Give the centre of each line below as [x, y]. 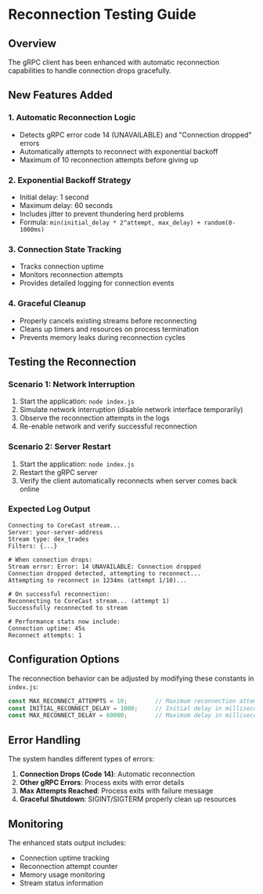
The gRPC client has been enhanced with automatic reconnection [114, 62]
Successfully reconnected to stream [68, 608]
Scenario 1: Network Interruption [72, 384]
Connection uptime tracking [64, 858]
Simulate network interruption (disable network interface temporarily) [131, 410]
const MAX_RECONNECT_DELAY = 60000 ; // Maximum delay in [115, 716]
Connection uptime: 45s [47, 628]
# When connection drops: [50, 560]
